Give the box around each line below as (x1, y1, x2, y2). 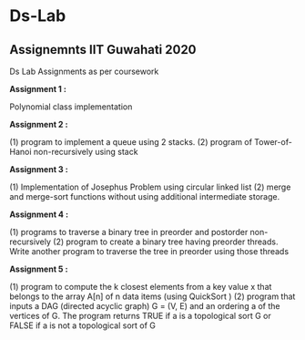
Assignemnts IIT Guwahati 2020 (9, 42, 198, 57)
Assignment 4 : (9, 209, 69, 220)
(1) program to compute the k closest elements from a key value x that (9, 282, 272, 292)
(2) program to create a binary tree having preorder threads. (53, 236, 279, 247)
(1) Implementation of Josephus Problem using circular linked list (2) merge (9, 181, 291, 192)
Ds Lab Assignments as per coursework (9, 66, 159, 77)
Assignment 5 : (9, 263, 68, 274)
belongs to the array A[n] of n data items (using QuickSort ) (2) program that (9, 291, 296, 302)
